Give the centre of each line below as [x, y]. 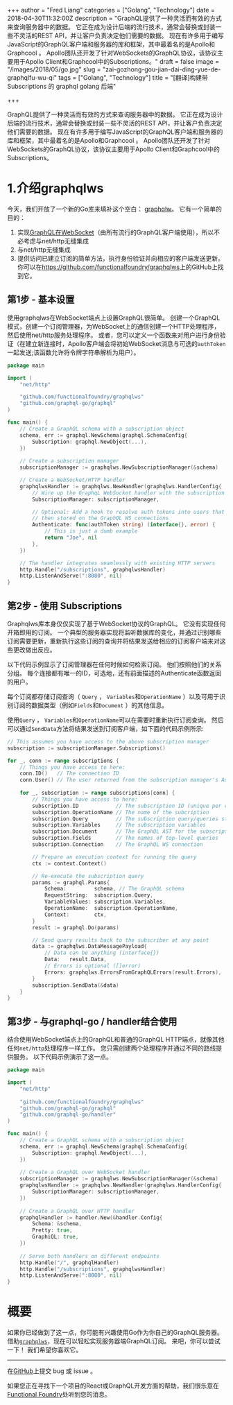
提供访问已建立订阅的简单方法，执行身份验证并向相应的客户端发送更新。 [120, 258]
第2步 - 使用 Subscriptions [65, 606]
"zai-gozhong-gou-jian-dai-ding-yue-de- [162, 69]
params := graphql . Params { [71, 882]
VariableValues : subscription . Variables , [105, 902]
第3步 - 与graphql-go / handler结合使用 [92, 1021]
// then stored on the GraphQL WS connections [101, 518]
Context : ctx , [76, 915]
